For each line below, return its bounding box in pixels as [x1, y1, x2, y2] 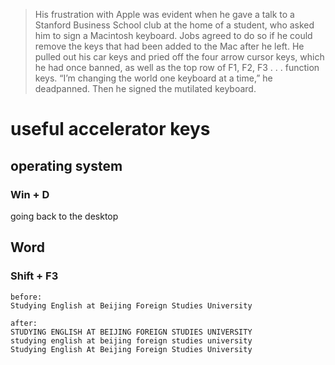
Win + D [10, 187, 50, 201]
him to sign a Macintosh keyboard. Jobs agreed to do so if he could [34, 30, 313, 41]
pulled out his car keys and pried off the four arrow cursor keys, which [34, 51, 325, 63]
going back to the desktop [10, 210, 119, 222]
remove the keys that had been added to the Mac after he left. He [34, 40, 305, 52]
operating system [10, 157, 123, 174]
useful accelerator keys [10, 118, 211, 141]
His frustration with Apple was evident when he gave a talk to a [34, 9, 295, 20]
